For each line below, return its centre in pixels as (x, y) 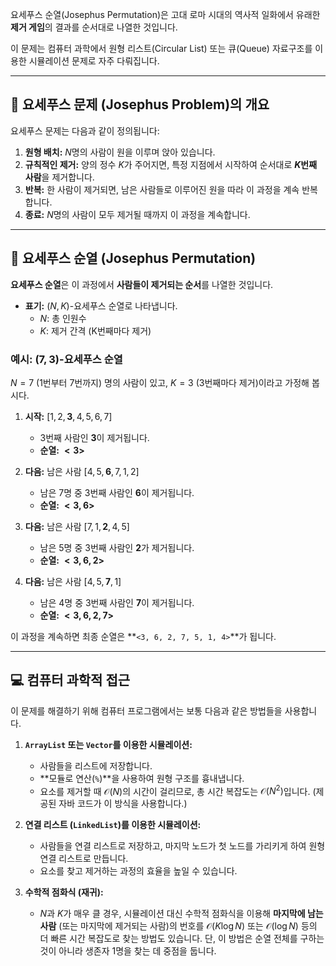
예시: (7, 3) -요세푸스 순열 (66, 359)
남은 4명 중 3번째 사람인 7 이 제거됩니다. (117, 602)
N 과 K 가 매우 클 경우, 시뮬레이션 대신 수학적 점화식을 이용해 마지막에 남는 (181, 914)
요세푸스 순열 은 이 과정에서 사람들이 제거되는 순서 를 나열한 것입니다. (142, 284)
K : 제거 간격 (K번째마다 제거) (95, 330)
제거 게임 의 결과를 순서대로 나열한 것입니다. (94, 27)
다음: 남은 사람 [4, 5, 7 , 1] (73, 581)
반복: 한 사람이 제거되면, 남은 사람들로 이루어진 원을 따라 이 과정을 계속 (162, 189)
